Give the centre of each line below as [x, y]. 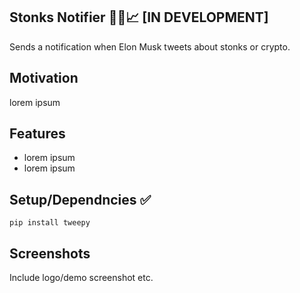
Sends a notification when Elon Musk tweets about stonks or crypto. [150, 46]
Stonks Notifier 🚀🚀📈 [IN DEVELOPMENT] [139, 17]
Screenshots [50, 253]
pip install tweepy [50, 223]
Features [37, 134]
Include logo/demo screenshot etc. [81, 278]
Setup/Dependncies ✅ [80, 199]
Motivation [44, 78]
